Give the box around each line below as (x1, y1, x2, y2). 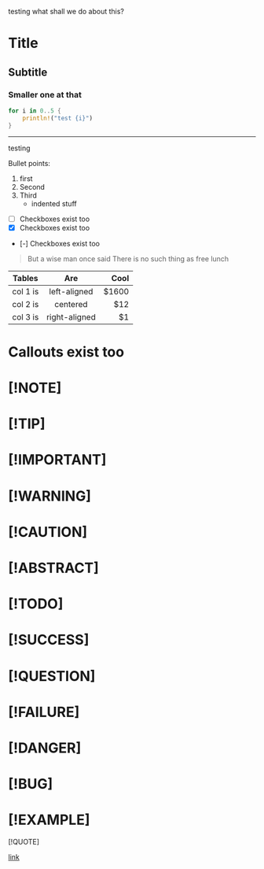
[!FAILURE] (8, 703, 80, 721)
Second (19, 182, 46, 191)
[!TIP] (8, 415, 46, 433)
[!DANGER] (8, 739, 82, 756)
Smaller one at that (8, 89, 82, 100)
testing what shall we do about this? (8, 7, 124, 16)
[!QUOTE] (8, 838, 40, 846)
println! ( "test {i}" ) (22, 114, 93, 122)
